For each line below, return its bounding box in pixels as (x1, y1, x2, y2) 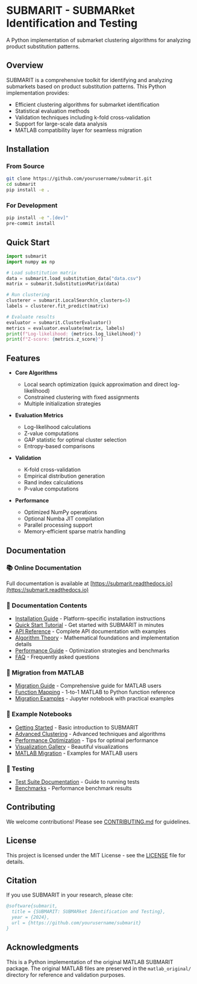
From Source (6, 162, 45, 171)
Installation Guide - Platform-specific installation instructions (14, 615, 166, 622)
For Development (6, 201, 58, 209)
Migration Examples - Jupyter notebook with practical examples (14, 695, 174, 702)
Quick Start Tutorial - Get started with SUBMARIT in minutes (14, 621, 164, 629)
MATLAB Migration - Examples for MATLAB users (14, 749, 138, 757)
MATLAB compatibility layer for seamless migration (14, 126, 142, 133)
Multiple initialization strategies (23, 400, 101, 407)
